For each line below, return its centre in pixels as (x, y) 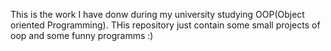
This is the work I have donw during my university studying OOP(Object (157, 14)
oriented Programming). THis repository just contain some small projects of (165, 25)
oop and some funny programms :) (82, 35)
